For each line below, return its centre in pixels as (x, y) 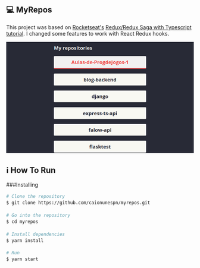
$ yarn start (22, 259)
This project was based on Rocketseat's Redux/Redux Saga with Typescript (99, 27)
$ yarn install (25, 240)
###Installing (22, 185)
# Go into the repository (38, 216)
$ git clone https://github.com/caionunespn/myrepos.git (78, 203)
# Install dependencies (36, 234)
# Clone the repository (36, 197)
